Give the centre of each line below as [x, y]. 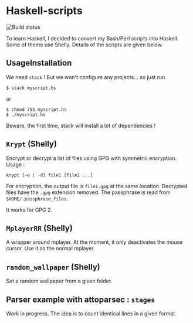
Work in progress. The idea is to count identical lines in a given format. [92, 314]
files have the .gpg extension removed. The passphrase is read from [89, 192]
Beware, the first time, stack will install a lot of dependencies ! [81, 125]
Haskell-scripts [45, 11]
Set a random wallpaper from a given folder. [59, 281]
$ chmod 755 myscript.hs [36, 110]
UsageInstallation [39, 63]
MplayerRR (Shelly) [40, 228]
